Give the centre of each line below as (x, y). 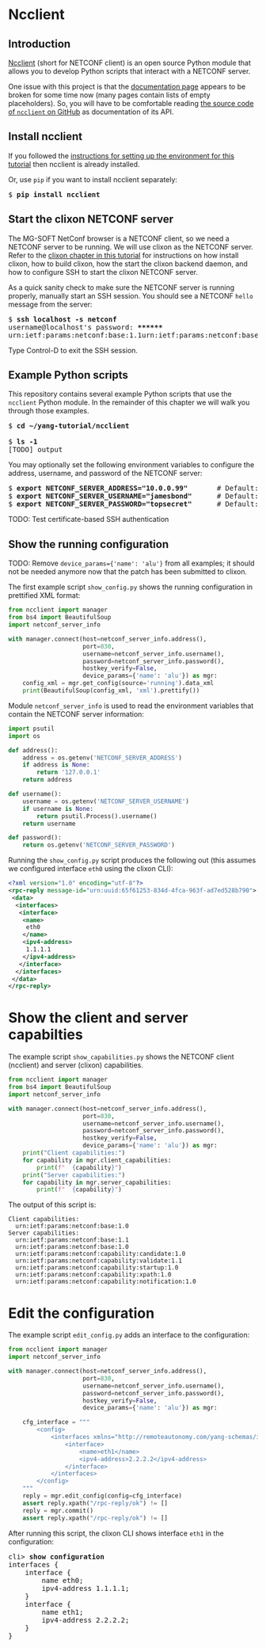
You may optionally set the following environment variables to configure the (131, 465)
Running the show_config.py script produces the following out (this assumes (132, 860)
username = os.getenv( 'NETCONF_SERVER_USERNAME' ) (106, 801)
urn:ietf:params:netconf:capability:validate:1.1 (99, 1261)
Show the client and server (98, 1018)
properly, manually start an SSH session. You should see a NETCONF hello (131, 295)
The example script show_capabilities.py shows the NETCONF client (122, 1057)
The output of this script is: (52, 1205)
